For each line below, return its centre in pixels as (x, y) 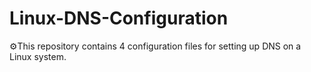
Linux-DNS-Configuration (119, 18)
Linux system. (38, 56)
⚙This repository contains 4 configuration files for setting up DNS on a (155, 46)
